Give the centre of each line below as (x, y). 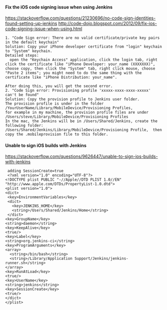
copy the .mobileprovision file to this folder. (57, 134)
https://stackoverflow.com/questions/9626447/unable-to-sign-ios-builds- (82, 157)
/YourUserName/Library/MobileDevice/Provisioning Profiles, (69, 108)
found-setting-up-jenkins (31, 24)
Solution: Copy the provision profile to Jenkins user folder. (72, 99)
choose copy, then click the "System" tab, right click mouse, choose (80, 69)
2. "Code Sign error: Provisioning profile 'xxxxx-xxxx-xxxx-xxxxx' (78, 91)
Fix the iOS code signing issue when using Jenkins (59, 7)
